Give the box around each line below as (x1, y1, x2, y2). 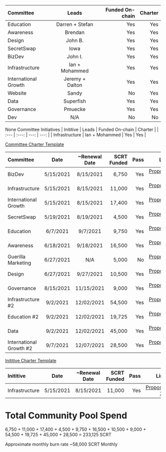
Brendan (65, 29, 85, 36)
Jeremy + (63, 75, 86, 82)
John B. (66, 37, 84, 44)
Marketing (7, 260, 31, 266)
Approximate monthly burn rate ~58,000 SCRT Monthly (5, 441, 118, 447)
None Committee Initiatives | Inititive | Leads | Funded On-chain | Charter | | (5, 126, 159, 132)
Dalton (67, 82, 83, 88)
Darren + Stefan (56, 21, 93, 28)
